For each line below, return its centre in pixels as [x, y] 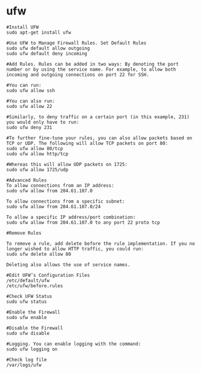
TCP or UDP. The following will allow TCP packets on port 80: [87, 143]
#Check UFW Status [29, 296]
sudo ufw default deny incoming [47, 53]
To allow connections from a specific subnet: [66, 201]
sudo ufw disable [28, 333]
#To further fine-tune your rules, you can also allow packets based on [99, 138]
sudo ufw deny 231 [29, 127]
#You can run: [24, 85]
